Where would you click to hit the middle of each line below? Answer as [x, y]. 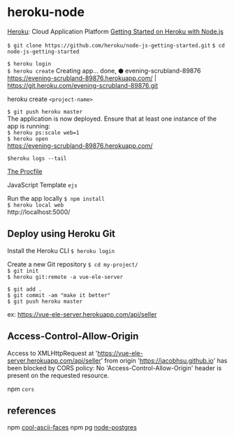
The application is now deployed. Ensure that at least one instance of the [112, 119]
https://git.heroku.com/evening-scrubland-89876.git [83, 85]
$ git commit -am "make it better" [59, 295]
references [32, 410]
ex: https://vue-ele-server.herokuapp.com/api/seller [82, 314]
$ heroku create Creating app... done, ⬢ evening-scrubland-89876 [104, 70]
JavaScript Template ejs [43, 185]
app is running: [29, 126]
